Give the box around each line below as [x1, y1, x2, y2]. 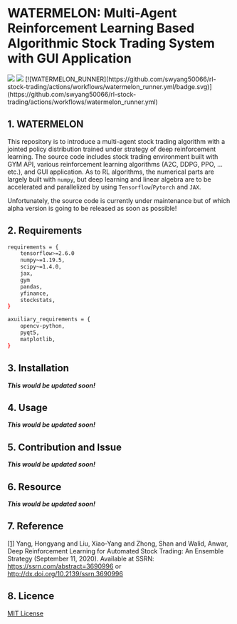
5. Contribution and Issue [7, 441, 122, 453]
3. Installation [7, 362, 70, 375]
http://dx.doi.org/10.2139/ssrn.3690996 [7, 569, 123, 578]
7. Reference [7, 520, 64, 532]
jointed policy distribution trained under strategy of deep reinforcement [7, 145, 216, 153]
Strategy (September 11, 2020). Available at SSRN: [7, 554, 154, 563]
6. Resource [7, 481, 62, 493]
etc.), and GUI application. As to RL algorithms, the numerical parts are [7, 167, 215, 176]
